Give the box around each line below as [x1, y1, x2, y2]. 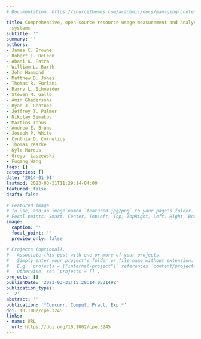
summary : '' [6, 36, 36, 42]
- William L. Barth [6, 64, 55, 70]
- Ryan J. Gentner [6, 103, 52, 109]
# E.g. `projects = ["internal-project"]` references [6, 263, 148, 269]
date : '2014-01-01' [6, 175, 55, 181]
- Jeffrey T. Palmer [6, 108, 58, 114]
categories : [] [6, 169, 44, 175]
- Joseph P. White [6, 131, 52, 137]
